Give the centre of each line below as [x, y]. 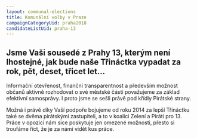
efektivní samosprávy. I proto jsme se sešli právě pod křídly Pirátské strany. [99, 99]
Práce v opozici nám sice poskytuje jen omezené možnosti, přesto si [90, 122]
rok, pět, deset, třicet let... [56, 71]
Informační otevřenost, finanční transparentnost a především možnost [92, 86]
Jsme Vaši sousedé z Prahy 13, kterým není [88, 52]
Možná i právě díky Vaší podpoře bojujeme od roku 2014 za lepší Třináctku [98, 110]
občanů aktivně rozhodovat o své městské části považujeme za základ [93, 92]
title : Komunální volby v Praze [46, 17]
